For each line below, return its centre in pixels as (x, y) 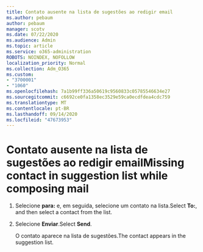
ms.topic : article (30, 46)
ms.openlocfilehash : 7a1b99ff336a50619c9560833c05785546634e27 (88, 92)
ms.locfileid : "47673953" (39, 120)
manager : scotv (26, 29)
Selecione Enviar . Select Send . (54, 224)
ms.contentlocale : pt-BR (38, 108)
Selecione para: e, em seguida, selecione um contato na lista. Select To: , (106, 206)
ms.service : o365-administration (49, 52)
